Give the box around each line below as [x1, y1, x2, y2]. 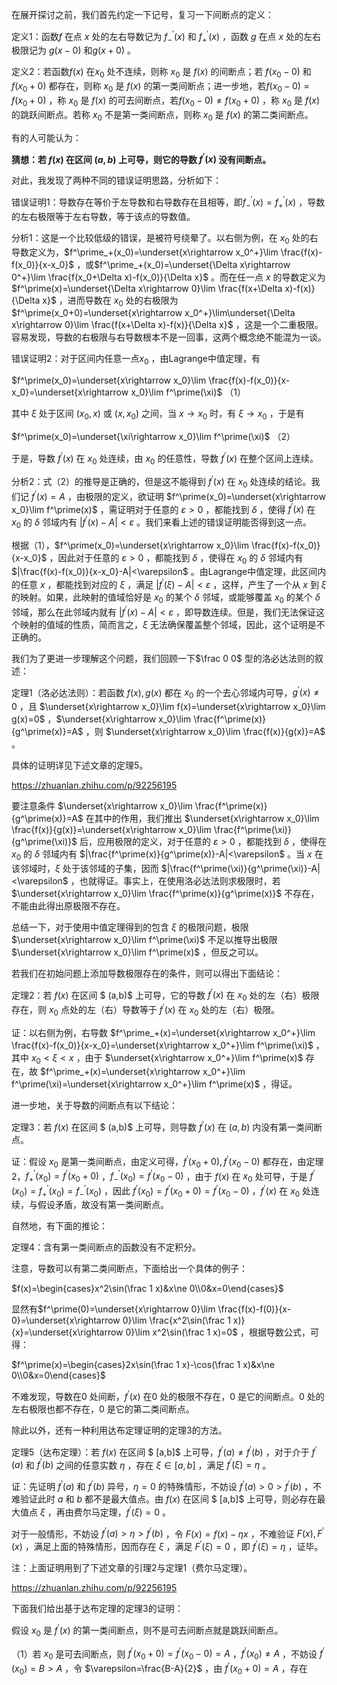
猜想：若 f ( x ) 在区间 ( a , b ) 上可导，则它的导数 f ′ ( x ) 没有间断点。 [11, 151, 272, 165]
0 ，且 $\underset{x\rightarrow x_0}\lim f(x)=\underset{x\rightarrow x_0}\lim [11, 700, 326, 712]
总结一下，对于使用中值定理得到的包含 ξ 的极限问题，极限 [11, 921, 249, 933]
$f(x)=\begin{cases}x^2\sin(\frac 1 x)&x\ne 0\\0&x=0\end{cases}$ [11, 1283, 284, 1295]
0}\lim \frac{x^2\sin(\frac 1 [122, 1314, 231, 1327]
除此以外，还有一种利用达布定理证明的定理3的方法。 [11, 1424, 228, 1437]
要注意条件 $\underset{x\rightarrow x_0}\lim [11, 799, 193, 812]
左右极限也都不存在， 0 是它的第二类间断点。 [11, 1403, 195, 1415]
